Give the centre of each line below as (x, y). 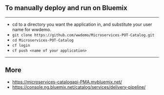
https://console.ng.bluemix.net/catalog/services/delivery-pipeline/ (79, 87)
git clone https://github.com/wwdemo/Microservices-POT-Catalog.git (83, 35)
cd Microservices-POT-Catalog (43, 40)
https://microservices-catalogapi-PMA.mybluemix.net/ (67, 82)
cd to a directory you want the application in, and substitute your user (82, 24)
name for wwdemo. (31, 29)
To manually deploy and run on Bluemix (66, 8)
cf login (21, 45)
